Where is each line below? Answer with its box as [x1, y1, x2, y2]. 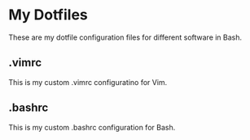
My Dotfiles [8, 6, 88, 24]
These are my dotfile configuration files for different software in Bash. [8, 32, 243, 42]
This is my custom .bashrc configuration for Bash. [8, 122, 176, 132]
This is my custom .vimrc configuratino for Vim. [8, 77, 168, 87]
